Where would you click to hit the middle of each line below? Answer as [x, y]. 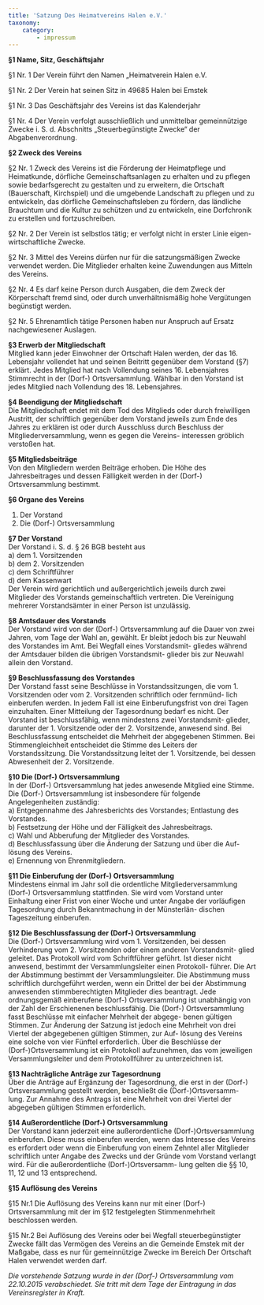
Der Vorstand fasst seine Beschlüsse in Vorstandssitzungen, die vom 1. [123, 686]
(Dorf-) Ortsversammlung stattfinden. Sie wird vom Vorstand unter [115, 893]
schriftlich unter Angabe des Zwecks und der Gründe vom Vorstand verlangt [132, 1156]
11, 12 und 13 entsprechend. [53, 1173]
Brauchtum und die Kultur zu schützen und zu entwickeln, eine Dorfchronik [130, 210]
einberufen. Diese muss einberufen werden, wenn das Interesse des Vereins [132, 1140]
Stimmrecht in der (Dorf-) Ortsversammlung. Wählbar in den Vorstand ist [126, 378]
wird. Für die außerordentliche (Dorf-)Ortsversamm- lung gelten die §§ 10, [128, 1165]
